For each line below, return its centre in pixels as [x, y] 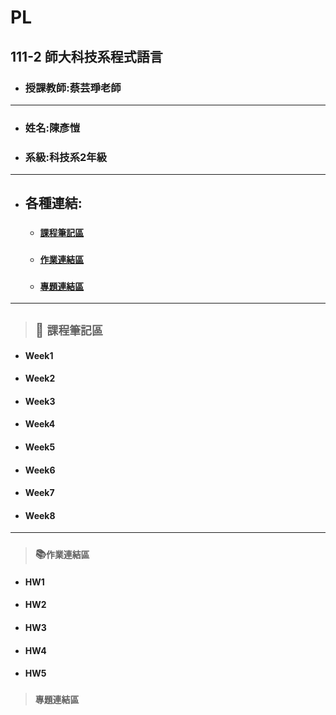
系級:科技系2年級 [66, 157]
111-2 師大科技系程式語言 [86, 56]
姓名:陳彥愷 [52, 128]
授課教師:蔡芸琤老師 [73, 88]
